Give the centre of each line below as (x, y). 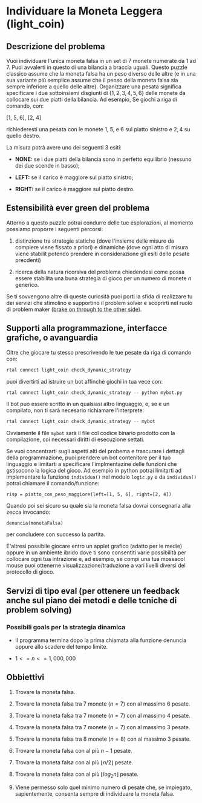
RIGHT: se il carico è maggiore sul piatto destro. (75, 189)
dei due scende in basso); (47, 166)
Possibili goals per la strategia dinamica (66, 627)
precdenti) (28, 260)
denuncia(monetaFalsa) (35, 523)
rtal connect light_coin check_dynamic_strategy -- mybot (81, 422)
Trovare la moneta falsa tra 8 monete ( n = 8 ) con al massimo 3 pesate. (103, 739)
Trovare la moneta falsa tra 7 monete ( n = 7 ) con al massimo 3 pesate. (103, 727)
